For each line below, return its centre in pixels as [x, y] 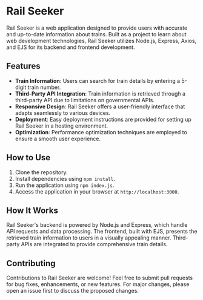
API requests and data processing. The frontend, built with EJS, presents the [102, 232]
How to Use [28, 158]
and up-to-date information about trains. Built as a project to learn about [96, 34]
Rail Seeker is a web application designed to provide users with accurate [97, 28]
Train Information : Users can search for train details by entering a [98, 80]
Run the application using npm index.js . [65, 185]
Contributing [31, 263]
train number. [44, 87]
